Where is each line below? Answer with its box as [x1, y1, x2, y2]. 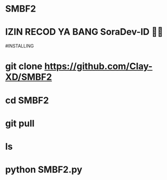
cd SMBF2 [5, 95, 49, 106]
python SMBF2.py [5, 164, 82, 175]
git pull [5, 117, 35, 129]
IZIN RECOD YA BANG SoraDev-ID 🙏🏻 [5, 26, 163, 38]
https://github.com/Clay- [44, 61, 153, 72]
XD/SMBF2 [5, 71, 52, 83]
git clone [5, 61, 43, 72]
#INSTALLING [5, 43, 34, 49]
